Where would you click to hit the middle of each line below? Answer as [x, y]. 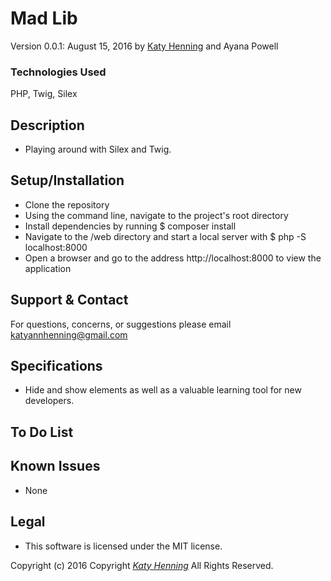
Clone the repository [67, 204]
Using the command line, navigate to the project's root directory [156, 215]
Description [47, 125]
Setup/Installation [67, 180]
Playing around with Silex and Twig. [98, 149]
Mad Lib [44, 18]
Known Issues [55, 466]
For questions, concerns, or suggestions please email [121, 324]
